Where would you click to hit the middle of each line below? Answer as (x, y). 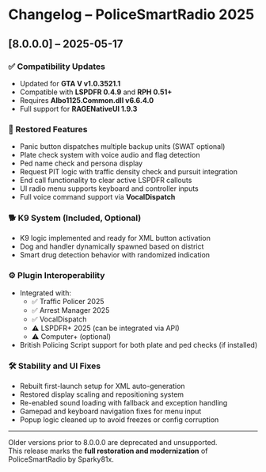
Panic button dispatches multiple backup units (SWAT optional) (122, 147)
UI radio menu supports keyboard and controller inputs (109, 188)
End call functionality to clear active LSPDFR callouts (106, 181)
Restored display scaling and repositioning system (102, 394)
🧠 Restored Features (48, 129)
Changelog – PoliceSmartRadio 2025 (131, 15)
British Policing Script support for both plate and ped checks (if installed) (139, 344)
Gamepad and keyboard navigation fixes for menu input (110, 411)
